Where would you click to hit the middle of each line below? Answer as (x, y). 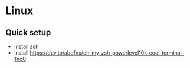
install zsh (26, 46)
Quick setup (28, 33)
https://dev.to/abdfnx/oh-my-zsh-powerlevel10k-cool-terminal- (107, 53)
